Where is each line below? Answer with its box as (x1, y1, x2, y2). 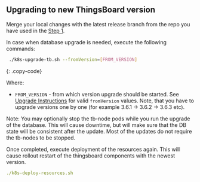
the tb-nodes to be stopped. (6, 134, 76, 141)
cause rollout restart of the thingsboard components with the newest (6, 152, 175, 159)
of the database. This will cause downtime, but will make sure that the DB (6, 121, 187, 128)
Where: (6, 79, 24, 86)
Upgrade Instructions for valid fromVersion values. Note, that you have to (14, 97, 194, 104)
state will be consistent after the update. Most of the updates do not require (6, 128, 192, 135)
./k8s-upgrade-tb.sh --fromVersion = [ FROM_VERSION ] (8, 56, 137, 62)
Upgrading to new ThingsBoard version (6, 5, 156, 15)
